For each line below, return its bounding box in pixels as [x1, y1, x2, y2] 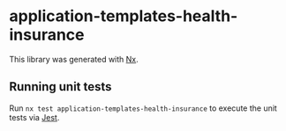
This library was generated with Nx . [9, 54, 139, 64]
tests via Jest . [9, 112, 60, 122]
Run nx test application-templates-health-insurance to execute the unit [9, 103, 278, 113]
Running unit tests [9, 79, 112, 94]
